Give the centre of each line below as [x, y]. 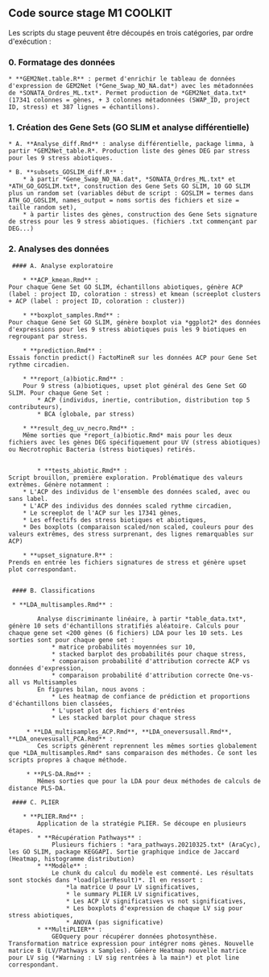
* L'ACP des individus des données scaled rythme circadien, [127, 506]
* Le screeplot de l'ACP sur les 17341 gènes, [102, 513]
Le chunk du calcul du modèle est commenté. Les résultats [152, 873]
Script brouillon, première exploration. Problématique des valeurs [126, 478]
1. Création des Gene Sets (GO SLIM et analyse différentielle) [129, 127]
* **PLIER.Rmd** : [54, 816]
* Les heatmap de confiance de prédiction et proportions [151, 696]
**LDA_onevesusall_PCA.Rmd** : [61, 739]
